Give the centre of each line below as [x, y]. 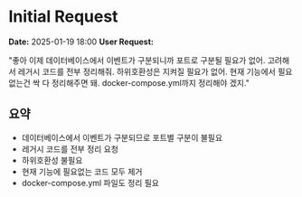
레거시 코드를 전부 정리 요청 [70, 149]
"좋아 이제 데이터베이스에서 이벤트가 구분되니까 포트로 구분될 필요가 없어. [137, 60]
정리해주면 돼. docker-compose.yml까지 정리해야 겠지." [151, 82]
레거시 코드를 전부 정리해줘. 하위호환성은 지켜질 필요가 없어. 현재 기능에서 [147, 71]
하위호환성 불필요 [52, 160]
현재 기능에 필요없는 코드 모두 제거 [82, 171]
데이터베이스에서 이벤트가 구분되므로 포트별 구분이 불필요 [122, 137]
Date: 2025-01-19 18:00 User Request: [81, 42]
